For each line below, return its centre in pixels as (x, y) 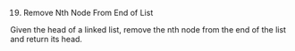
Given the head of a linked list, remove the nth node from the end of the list (148, 29)
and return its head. (46, 39)
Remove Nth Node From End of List (88, 13)
